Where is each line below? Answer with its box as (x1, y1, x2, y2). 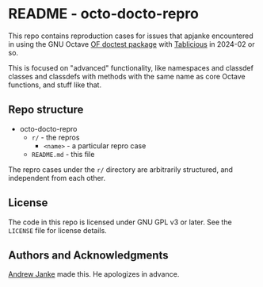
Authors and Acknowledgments (8, 248, 169, 262)
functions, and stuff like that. (8, 80, 101, 90)
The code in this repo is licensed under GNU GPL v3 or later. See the (8, 217, 232, 227)
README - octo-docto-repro (8, 5, 200, 23)
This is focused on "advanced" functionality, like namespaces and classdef (8, 63, 253, 72)
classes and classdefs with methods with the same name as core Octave (8, 71, 246, 81)
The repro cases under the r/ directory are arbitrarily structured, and (8, 164, 234, 174)
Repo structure (8, 103, 84, 117)
